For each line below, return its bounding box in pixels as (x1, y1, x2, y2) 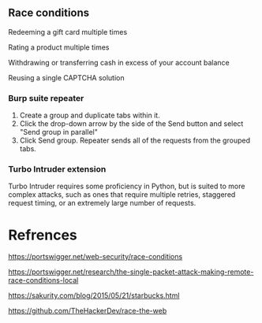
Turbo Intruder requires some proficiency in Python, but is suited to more (8, 181, 245, 191)
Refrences (8, 226, 77, 243)
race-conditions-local (8, 276, 79, 285)
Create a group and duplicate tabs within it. (19, 110, 160, 121)
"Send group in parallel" (19, 128, 99, 137)
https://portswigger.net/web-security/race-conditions (8, 252, 183, 262)
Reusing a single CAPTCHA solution (8, 72, 125, 82)
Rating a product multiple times (8, 43, 110, 52)
